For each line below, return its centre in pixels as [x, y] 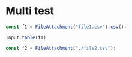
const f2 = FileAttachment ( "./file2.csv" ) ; [61, 48]
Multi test [30, 11]
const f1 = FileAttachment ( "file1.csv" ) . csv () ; [66, 27]
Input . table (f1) [26, 37]
